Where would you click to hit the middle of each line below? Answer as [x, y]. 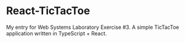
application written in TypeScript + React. [57, 33]
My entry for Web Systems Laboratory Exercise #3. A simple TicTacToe [92, 27]
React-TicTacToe [48, 11]
